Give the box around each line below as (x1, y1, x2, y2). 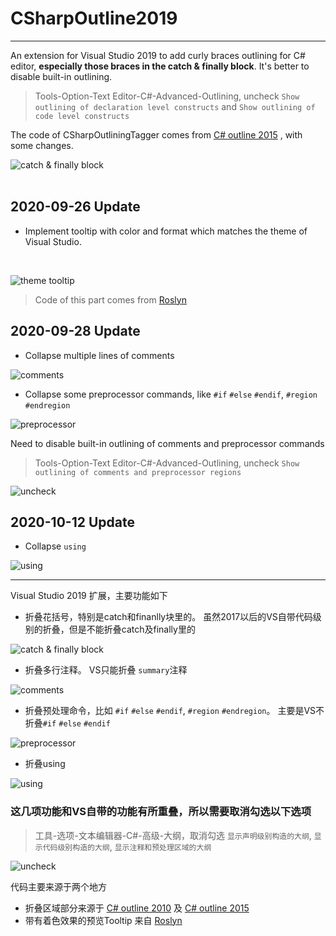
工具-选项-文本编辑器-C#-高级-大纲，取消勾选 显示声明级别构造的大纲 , (34, 829, 312, 841)
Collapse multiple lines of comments (24, 349, 175, 361)
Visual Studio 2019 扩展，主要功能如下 (10, 590, 168, 602)
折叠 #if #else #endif (24, 717, 111, 729)
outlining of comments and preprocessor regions (34, 467, 242, 477)
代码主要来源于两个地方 (10, 880, 107, 892)
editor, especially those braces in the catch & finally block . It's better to (10, 60, 310, 72)
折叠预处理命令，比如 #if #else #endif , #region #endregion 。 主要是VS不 (24, 705, 325, 717)
